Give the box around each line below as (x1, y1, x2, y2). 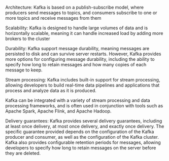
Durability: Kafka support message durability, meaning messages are (5, 46, 150, 51)
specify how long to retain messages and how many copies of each (5, 62, 147, 67)
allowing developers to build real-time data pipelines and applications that (5, 82, 160, 88)
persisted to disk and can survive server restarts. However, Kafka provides (5, 51, 161, 57)
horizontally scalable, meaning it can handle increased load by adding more (5, 30, 163, 36)
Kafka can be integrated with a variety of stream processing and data (5, 97, 151, 103)
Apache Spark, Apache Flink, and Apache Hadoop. (5, 108, 112, 114)
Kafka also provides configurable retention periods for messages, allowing (5, 139, 161, 145)
